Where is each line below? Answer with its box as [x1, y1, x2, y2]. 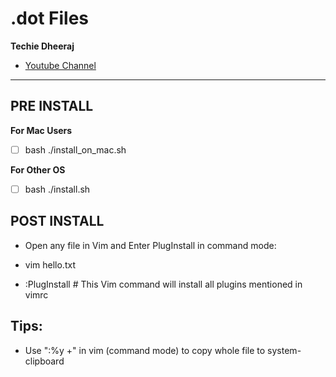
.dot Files [10, 7, 90, 30]
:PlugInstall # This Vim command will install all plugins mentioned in [24, 278, 303, 290]
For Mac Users [10, 124, 73, 136]
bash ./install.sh [24, 183, 91, 195]
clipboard [24, 355, 65, 367]
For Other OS [10, 163, 66, 176]
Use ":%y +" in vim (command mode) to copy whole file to [24, 344, 266, 356]
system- [267, 344, 302, 356]
